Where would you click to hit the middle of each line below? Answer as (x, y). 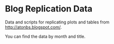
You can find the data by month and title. (45, 36)
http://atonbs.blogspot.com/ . (33, 27)
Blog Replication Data (49, 9)
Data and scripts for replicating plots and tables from (57, 22)
